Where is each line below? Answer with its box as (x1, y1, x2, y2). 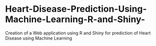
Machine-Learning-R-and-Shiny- (5, 14, 146, 25)
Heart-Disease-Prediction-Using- (5, 3, 147, 15)
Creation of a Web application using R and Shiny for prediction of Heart (5, 30, 151, 36)
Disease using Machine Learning (5, 35, 73, 41)
